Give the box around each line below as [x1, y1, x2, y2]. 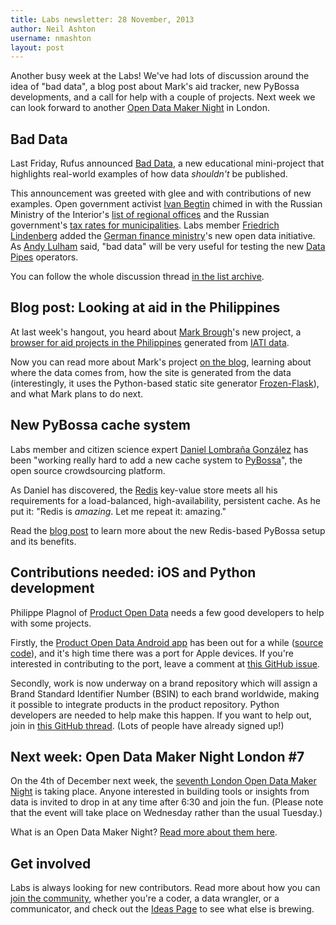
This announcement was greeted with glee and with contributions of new [10, 187, 312, 200]
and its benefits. [10, 535, 77, 547]
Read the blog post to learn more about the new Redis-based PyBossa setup [10, 524, 326, 536]
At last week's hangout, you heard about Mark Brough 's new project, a [10, 326, 302, 338]
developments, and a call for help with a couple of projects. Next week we [10, 91, 316, 103]
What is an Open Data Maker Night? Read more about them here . [10, 826, 278, 838]
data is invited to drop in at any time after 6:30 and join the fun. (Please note [10, 796, 324, 808]
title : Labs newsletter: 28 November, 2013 [10, 14, 195, 25]
